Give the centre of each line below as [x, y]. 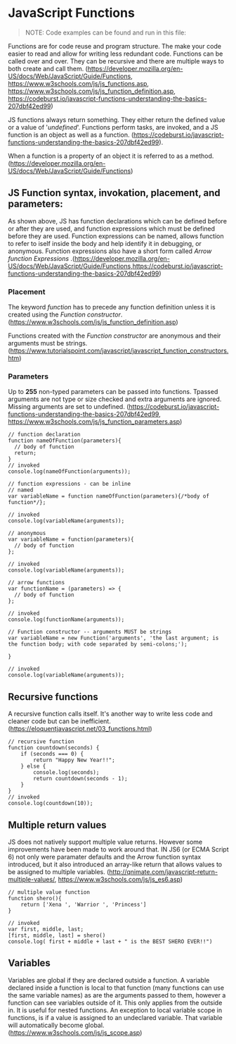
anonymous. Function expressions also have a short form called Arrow [110, 251]
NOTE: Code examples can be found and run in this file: [106, 32]
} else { [33, 766]
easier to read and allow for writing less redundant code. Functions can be [116, 54]
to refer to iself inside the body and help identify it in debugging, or [105, 243]
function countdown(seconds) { [54, 748]
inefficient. [96, 721]
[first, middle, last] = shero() [57, 935]
